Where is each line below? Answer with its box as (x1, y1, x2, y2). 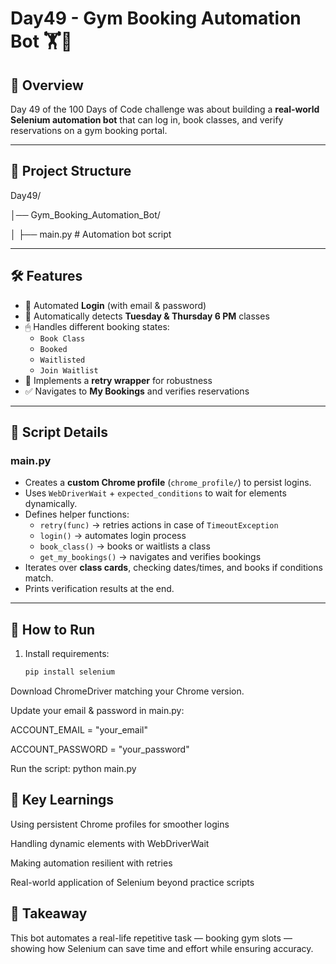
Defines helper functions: (24, 508, 130, 521)
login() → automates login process (39, 530, 187, 542)
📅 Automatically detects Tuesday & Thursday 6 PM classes (24, 310, 270, 322)
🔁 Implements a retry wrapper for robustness (24, 374, 213, 386)
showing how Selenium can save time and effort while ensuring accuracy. (10, 942, 314, 954)
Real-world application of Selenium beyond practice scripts (10, 876, 255, 888)
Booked (39, 344, 68, 354)
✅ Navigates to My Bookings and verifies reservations (24, 385, 250, 397)
